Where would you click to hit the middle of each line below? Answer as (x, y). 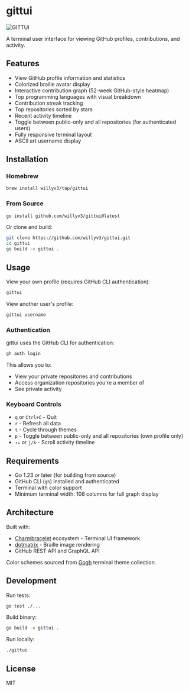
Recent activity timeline (43, 115)
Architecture (30, 513)
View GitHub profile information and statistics (70, 78)
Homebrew (22, 176)
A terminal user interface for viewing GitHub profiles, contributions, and (93, 38)
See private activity (38, 389)
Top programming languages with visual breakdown (78, 96)
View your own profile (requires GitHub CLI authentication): (78, 282)
